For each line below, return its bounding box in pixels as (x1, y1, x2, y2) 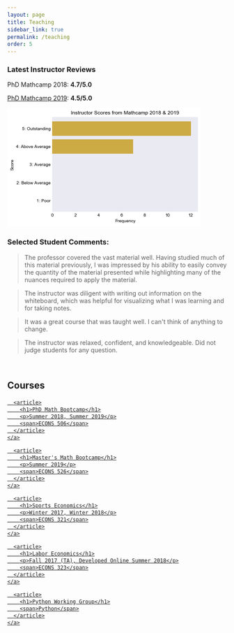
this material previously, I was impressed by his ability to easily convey (24, 261, 227, 269)
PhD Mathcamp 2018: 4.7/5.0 (7, 80, 93, 89)
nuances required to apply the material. (24, 275, 137, 284)
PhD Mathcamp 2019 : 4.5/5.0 (7, 94, 93, 103)
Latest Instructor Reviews (7, 65, 96, 75)
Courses (7, 379, 45, 391)
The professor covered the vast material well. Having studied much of (24, 253, 225, 261)
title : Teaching (7, 18, 54, 26)
